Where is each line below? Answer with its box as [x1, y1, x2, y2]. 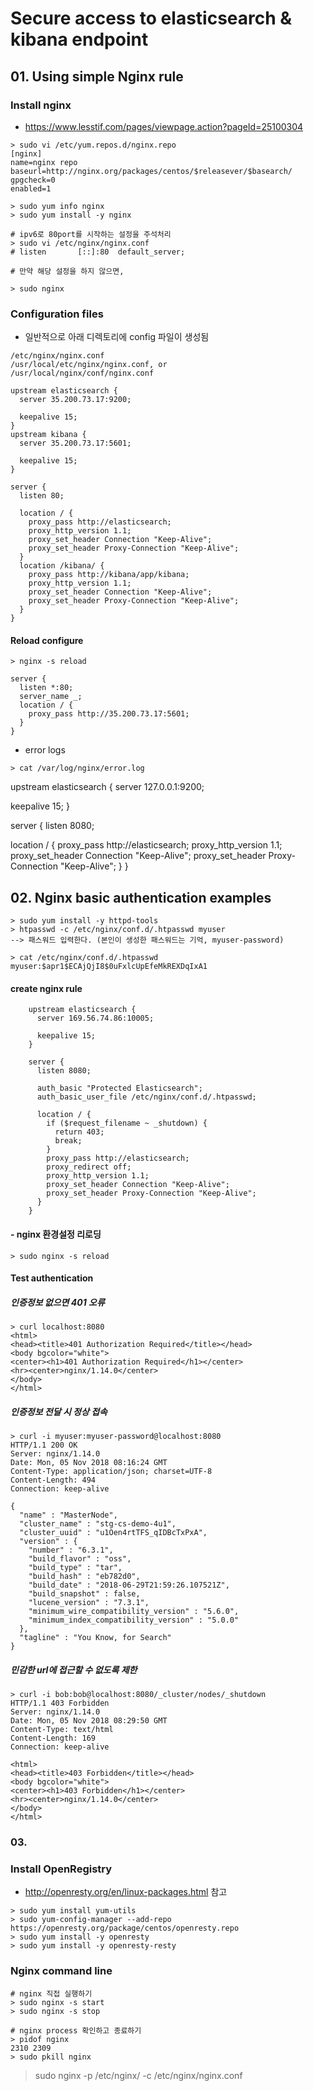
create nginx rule [10, 982, 83, 994]
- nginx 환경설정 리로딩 [10, 1228, 102, 1240]
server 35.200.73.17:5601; [19, 438, 132, 449]
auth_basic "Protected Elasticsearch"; [36, 1083, 203, 1094]
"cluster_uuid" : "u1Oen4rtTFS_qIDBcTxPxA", [19, 1528, 208, 1538]
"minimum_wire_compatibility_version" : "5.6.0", [28, 1607, 240, 1617]
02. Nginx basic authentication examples [10, 889, 272, 906]
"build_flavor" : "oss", [28, 1554, 132, 1564]
